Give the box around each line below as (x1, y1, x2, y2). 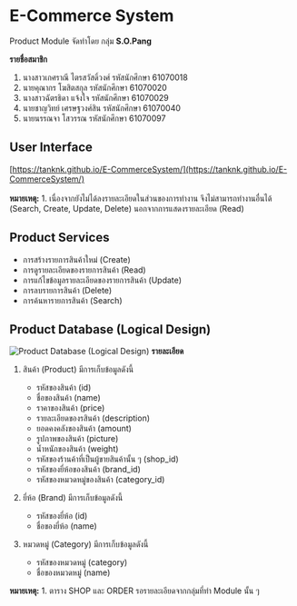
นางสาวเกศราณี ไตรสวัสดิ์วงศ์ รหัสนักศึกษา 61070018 (22, 72, 188, 83)
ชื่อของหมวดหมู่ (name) (35, 567, 111, 578)
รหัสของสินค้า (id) (35, 382, 92, 393)
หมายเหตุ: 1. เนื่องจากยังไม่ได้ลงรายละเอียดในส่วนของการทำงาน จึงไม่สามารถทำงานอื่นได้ (9, 193, 272, 204)
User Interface (9, 140, 94, 155)
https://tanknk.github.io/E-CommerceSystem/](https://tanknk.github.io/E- (12, 164, 288, 174)
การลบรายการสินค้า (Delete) (22, 284, 113, 295)
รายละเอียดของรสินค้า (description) (35, 412, 151, 423)
